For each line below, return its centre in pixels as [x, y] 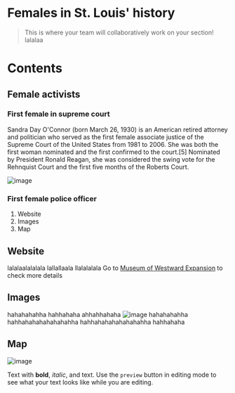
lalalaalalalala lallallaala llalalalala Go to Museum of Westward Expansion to [115, 268]
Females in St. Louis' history [91, 13]
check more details [35, 275]
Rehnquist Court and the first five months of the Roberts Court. [98, 167]
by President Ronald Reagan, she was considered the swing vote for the [111, 159]
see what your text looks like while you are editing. [80, 382]
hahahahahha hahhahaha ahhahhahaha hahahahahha [98, 314]
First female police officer [52, 198]
